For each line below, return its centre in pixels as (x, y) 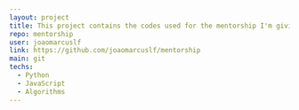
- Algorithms (41, 91)
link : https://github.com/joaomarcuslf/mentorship (105, 51)
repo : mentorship (41, 34)
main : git (28, 59)
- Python (33, 75)
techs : (21, 67)
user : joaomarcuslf (45, 42)
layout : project (39, 17)
